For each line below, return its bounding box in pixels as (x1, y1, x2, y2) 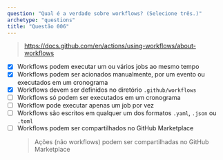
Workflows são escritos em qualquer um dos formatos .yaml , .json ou (17, 108, 217, 117)
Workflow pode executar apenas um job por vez (17, 101, 154, 109)
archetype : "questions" (7, 17, 76, 23)
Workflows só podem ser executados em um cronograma (17, 93, 181, 101)
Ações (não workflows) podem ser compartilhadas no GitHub (34, 137, 209, 146)
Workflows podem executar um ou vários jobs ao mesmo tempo (17, 63, 200, 71)
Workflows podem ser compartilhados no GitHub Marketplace (17, 123, 194, 132)
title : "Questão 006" (7, 23, 70, 30)
